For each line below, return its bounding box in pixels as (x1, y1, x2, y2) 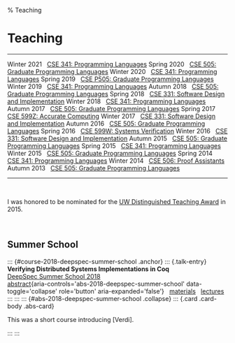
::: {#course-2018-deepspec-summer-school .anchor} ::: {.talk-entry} (7, 257, 207, 265)
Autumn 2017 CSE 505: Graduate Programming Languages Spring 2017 (7, 104, 215, 112)
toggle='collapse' (7, 286, 57, 295)
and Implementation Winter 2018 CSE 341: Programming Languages (7, 97, 206, 105)
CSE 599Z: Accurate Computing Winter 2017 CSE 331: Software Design (7, 112, 215, 120)
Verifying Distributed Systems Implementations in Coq (7, 265, 170, 273)
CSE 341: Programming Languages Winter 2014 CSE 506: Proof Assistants (7, 156, 225, 165)
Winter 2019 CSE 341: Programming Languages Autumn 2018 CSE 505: (7, 82, 219, 90)
